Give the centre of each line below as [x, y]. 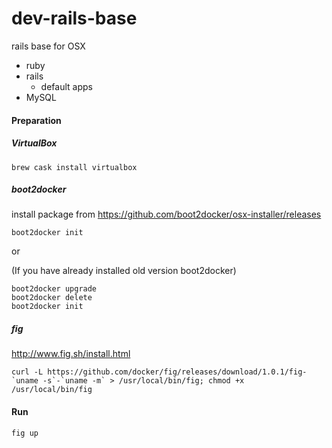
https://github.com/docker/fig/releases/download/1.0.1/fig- [177, 372]
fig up [25, 433]
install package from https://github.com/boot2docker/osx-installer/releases [166, 214]
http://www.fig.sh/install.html [71, 354]
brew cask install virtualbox [74, 167]
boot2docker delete [52, 298]
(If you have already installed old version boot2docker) [124, 271]
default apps [66, 86]
